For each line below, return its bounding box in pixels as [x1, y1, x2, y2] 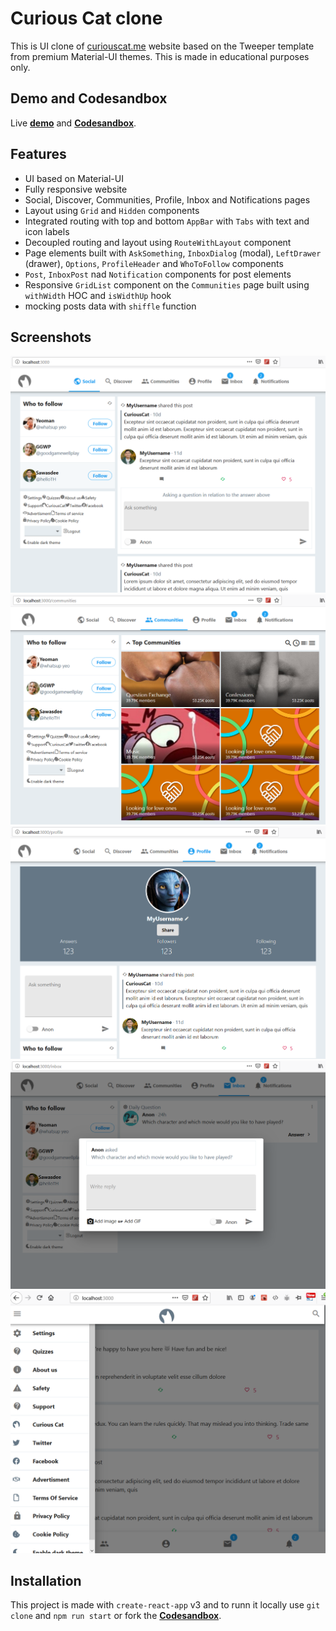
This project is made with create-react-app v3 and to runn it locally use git [10, 1599, 321, 1611]
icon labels [24, 225, 70, 237]
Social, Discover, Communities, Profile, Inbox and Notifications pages [24, 193, 311, 206]
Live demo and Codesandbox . [10, 117, 137, 129]
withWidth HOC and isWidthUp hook [24, 289, 172, 301]
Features [10, 146, 67, 163]
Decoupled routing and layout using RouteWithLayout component [24, 236, 292, 248]
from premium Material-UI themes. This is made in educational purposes [10, 50, 310, 62]
